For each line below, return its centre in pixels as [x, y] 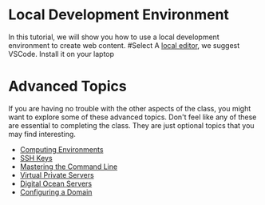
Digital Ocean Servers [56, 183]
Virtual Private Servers [57, 175]
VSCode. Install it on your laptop [61, 54]
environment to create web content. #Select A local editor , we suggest [124, 45]
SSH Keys [36, 158]
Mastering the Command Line [69, 167]
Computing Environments [61, 149]
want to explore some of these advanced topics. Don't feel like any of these [132, 117]
